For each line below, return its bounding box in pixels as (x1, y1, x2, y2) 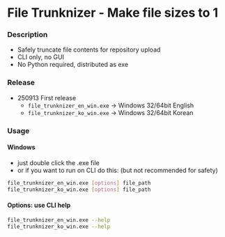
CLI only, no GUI (17, 53, 65, 61)
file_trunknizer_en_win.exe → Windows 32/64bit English (27, 101, 194, 109)
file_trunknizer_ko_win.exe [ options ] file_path (7, 186, 151, 193)
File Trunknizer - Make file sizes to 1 (7, 5, 219, 21)
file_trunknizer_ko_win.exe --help (7, 223, 111, 230)
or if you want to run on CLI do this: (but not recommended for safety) (17, 166, 218, 174)
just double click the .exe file (17, 158, 100, 167)
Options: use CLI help (7, 201, 71, 210)
